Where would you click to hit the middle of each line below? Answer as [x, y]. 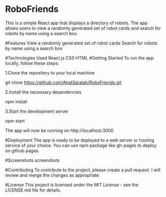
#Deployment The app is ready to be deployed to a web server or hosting [80, 140]
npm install [16, 101]
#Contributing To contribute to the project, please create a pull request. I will [83, 170]
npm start [15, 121]
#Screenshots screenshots [33, 160]
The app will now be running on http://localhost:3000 [59, 131]
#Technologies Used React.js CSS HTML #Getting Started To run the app [80, 58]
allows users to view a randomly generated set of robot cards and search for [83, 28]
